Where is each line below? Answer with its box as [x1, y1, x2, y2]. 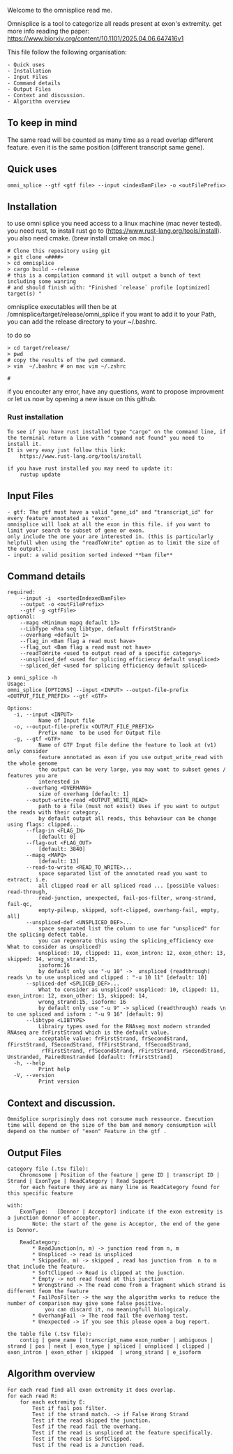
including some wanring [7, 278, 77, 285]
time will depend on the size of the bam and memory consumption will [7, 1122, 217, 1129]
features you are [7, 772, 58, 779]
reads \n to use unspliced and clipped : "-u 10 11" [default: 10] [7, 974, 208, 981]
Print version [38, 1078, 80, 1086]
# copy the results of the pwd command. [7, 357, 127, 364]
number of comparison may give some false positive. [7, 1300, 164, 1307]
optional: [7, 613, 36, 621]
